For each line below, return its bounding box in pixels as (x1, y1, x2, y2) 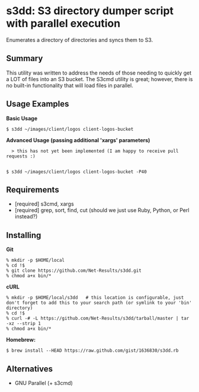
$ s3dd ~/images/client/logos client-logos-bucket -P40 (6, 169, 147, 175)
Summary (6, 53, 43, 63)
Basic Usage (6, 114, 37, 122)
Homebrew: (6, 336, 36, 343)
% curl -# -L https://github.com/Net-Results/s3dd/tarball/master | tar (6, 316, 190, 322)
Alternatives (6, 364, 53, 374)
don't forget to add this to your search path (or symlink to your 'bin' (6, 300, 192, 306)
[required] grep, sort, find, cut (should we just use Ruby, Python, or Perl (14, 207, 190, 214)
